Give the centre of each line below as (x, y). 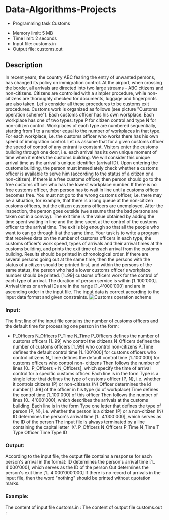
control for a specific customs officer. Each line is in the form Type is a (86, 374)
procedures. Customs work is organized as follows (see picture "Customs (81, 109)
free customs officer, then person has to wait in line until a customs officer (82, 190)
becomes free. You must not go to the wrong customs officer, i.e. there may (84, 195)
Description (24, 65)
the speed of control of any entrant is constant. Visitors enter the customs (82, 147)
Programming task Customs (41, 23)
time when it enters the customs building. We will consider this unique (78, 157)
